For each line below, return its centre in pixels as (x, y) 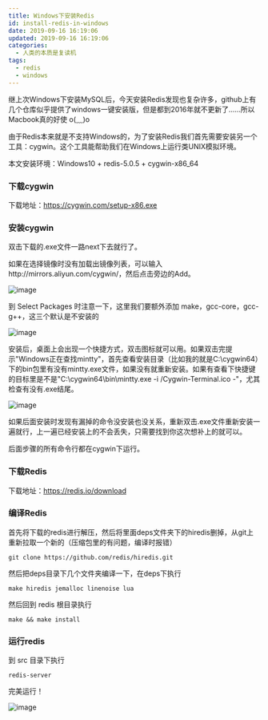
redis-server (30, 676)
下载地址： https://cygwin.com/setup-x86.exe (83, 204)
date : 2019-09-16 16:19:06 (53, 30)
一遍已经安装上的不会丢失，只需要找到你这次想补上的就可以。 (144, 432)
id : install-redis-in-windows (59, 23)
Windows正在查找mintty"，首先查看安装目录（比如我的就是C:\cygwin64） (139, 359)
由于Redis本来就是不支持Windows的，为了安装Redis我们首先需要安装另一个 (133, 136)
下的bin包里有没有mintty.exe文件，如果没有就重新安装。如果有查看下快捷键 (132, 369)
